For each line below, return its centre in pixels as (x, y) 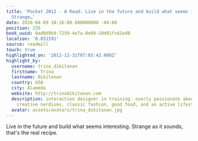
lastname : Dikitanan (37, 77)
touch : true (21, 50)
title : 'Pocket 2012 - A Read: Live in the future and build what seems (97, 11)
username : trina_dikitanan (44, 66)
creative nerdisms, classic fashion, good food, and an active (96, 104)
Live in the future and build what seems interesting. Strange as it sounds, (95, 126)
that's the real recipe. (32, 133)
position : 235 (24, 28)
